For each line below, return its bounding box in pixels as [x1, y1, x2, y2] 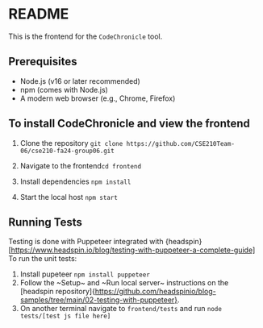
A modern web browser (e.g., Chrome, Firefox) [19, 93, 176, 103]
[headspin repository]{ [19, 287, 95, 297]
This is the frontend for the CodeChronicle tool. [8, 31, 163, 41]
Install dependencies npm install [19, 176, 131, 186]
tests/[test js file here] [19, 312, 111, 321]
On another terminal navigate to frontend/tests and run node [19, 304, 222, 313]
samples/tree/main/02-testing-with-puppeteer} [19, 295, 178, 305]
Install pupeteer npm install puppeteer [19, 269, 151, 279]
